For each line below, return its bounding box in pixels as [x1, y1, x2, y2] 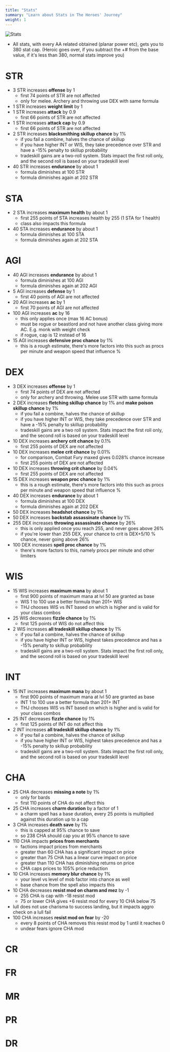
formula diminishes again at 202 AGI [20, 283, 97, 289]
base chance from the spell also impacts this [20, 881, 115, 887]
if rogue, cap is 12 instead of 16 [20, 332, 86, 338]
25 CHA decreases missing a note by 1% [12, 789, 100, 795]
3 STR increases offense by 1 [12, 87, 75, 93]
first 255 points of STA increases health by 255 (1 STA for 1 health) [20, 215, 160, 221]
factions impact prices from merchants [20, 843, 102, 849]
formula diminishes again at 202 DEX [20, 503, 99, 510]
